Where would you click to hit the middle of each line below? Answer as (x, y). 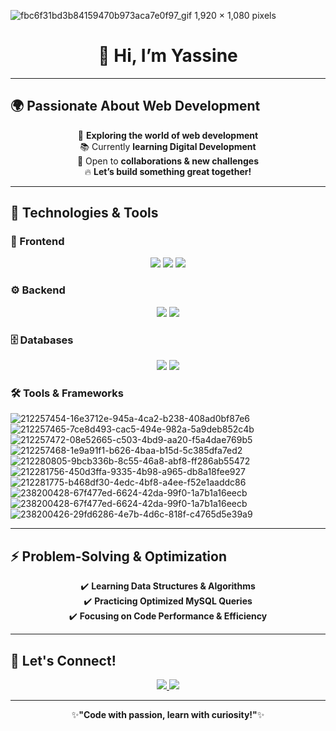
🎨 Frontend (37, 242)
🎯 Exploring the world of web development (168, 135)
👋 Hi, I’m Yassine (168, 56)
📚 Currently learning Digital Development (168, 146)
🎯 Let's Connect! (63, 660)
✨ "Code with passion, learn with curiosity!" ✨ (168, 714)
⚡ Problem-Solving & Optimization (118, 556)
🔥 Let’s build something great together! (168, 171)
